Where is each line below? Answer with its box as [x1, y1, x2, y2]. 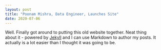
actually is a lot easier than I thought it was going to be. [5, 40, 116, 46]
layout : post [5, 7, 32, 12]
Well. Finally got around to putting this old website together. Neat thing [5, 30, 147, 35]
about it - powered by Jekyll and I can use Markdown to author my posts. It [5, 34, 156, 40]
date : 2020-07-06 [5, 16, 40, 21]
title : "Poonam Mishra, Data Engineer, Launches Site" [5, 12, 119, 17]
